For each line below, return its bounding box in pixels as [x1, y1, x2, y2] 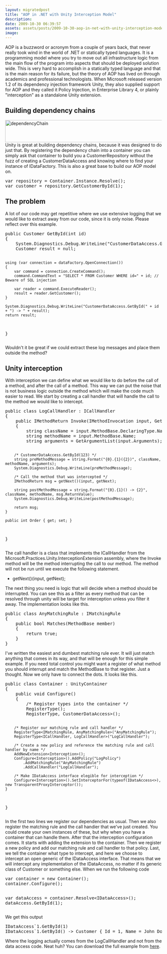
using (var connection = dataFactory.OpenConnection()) [5, 260, 123, 265]
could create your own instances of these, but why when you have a [5, 829, 145, 835]
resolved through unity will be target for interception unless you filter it [5, 596, 150, 602]
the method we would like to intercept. [5, 399, 83, 405]
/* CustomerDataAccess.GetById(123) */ [14, 453, 97, 458]
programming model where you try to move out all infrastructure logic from [5, 55, 159, 60]
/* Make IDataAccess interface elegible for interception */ [14, 774, 143, 779]
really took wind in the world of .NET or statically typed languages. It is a [5, 49, 154, 55]
